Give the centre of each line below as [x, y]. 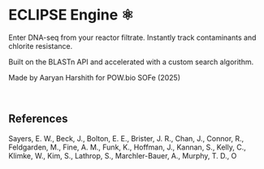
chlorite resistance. [41, 45]
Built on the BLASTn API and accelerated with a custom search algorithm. [131, 62]
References [38, 119]
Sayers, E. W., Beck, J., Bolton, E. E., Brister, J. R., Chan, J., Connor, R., [126, 138]
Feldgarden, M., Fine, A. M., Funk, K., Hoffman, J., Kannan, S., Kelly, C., [127, 147]
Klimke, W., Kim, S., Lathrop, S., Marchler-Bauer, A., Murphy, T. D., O [123, 155]
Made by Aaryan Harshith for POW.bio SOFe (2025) [95, 77]
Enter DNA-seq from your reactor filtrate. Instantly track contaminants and [132, 37]
